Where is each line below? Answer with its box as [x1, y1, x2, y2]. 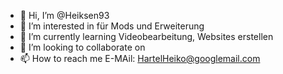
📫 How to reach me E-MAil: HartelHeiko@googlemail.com [19, 53, 261, 64]
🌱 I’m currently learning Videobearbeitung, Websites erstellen [19, 31, 274, 42]
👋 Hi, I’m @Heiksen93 [19, 10, 110, 21]
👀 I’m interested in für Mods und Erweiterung [19, 20, 205, 32]
